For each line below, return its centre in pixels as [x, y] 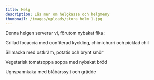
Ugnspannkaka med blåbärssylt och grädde [51, 72]
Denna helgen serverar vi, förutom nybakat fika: [55, 33]
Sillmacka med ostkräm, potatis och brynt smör [54, 52]
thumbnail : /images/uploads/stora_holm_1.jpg [54, 19]
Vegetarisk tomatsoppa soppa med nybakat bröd [56, 62]
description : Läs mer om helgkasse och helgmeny [57, 14]
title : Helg [18, 10]
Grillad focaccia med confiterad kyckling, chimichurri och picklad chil [77, 43]
